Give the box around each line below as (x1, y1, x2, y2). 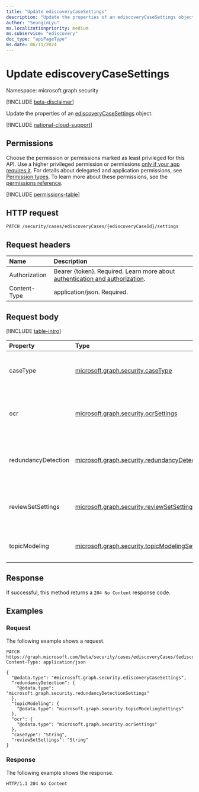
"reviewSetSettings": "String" (11, 737, 89, 743)
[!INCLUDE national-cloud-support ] (6, 121, 93, 128)
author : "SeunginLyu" (6, 20, 60, 25)
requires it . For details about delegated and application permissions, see (6, 166, 182, 174)
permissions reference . (6, 179, 63, 187)
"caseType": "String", (11, 732, 68, 738)
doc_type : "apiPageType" (6, 36, 68, 42)
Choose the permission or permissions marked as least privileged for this (6, 154, 185, 161)
